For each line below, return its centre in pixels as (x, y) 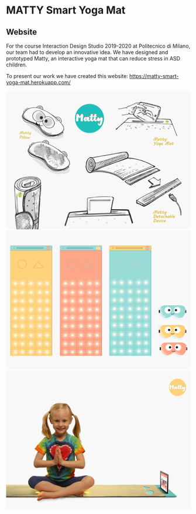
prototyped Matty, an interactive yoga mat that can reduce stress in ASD (93, 58)
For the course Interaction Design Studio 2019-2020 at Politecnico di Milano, (98, 46)
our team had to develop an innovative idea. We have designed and (87, 52)
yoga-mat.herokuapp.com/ (39, 82)
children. (17, 65)
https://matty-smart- (154, 76)
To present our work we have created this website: (67, 76)
